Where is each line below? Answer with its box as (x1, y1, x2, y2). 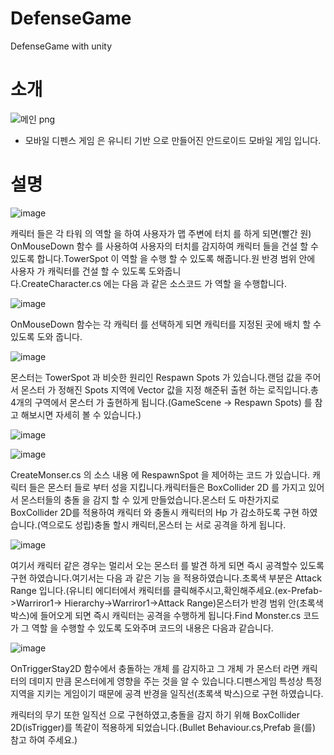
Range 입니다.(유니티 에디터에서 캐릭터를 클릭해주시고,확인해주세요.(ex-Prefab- (10, 584, 323, 596)
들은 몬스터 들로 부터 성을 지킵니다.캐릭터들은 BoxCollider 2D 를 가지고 (28, 481, 307, 493)
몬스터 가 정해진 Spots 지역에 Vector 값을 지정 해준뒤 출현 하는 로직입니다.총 (20, 383, 319, 396)
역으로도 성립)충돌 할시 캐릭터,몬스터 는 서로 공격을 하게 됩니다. (39, 518, 287, 531)
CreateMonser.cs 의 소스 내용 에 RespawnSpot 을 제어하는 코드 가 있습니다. (10, 468, 311, 481)
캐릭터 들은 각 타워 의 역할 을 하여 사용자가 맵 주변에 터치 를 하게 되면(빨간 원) (10, 227, 312, 239)
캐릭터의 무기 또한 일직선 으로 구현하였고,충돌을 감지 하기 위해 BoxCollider (10, 708, 300, 721)
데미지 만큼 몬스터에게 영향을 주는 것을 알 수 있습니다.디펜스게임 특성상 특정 (28, 675, 323, 687)
